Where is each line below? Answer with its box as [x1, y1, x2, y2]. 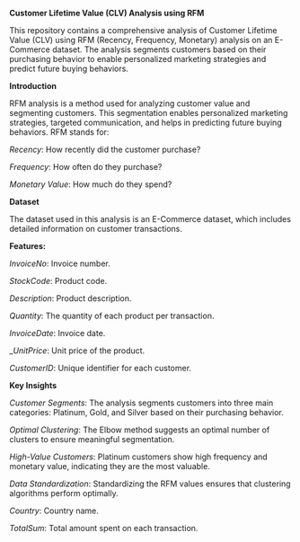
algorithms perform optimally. [9, 488, 119, 498]
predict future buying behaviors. [9, 63, 128, 74]
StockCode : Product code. [9, 276, 108, 286]
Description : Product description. [9, 293, 132, 304]
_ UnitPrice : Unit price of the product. [9, 345, 146, 356]
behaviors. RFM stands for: [9, 127, 110, 138]
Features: [9, 241, 47, 251]
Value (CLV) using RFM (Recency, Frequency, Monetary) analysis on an [9, 35, 273, 45]
